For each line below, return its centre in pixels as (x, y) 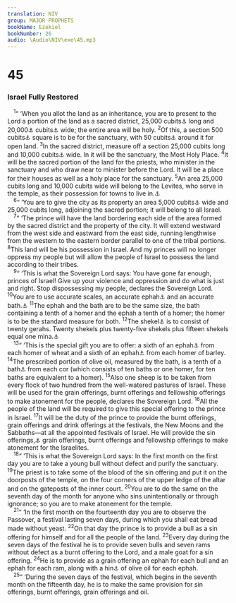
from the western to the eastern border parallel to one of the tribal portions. (117, 241)
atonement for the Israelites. (48, 447)
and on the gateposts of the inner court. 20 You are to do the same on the (113, 488)
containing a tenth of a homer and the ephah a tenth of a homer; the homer (116, 313)
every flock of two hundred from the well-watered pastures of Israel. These (117, 385)
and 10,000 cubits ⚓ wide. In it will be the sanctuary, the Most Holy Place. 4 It (118, 154)
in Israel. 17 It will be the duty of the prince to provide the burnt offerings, (112, 417)
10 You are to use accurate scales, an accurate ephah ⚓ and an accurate (111, 296)
